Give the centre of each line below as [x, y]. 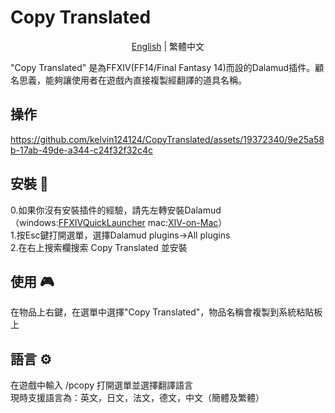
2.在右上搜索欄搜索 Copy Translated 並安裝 [99, 247]
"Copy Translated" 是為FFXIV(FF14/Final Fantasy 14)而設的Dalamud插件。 [163, 67]
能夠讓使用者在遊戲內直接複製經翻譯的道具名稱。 [145, 80]
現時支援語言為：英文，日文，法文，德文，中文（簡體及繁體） [137, 398]
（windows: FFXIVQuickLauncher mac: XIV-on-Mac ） [119, 222]
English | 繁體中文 [168, 46]
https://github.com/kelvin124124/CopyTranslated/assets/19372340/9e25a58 [167, 139]
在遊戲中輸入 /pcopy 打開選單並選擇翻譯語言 [102, 385]
